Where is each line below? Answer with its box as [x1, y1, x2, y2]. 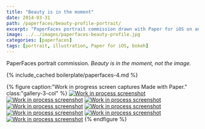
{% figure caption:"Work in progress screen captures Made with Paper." [6, 83, 187, 90]
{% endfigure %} [84, 115, 127, 122]
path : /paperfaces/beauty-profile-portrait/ [6, 20, 121, 26]
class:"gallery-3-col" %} [6, 89, 68, 97]
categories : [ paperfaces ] [6, 37, 72, 43]
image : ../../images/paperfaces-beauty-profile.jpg [6, 32, 140, 38]
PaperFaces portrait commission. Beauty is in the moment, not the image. [6, 59, 192, 67]
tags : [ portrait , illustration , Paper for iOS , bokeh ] [6, 43, 149, 49]
